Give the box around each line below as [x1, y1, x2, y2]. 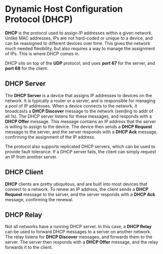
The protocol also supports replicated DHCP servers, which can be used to [5, 143, 156, 149]
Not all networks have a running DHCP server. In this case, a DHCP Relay [5, 224, 152, 230]
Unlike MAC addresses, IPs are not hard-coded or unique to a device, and [5, 35, 153, 41]
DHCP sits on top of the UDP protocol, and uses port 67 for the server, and [5, 60, 155, 66]
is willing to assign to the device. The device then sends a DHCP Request [5, 124, 152, 129]
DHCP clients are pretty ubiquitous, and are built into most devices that [5, 181, 147, 187]
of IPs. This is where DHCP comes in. [5, 50, 80, 57]
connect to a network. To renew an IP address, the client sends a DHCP [5, 186, 149, 192]
